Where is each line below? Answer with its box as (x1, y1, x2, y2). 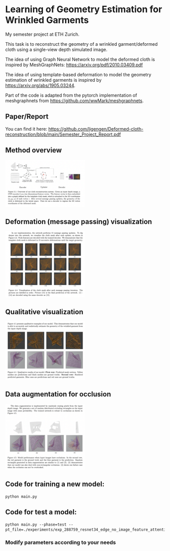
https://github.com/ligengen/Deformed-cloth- (48, 126, 144, 132)
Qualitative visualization (5, 308, 83, 316)
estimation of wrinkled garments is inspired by (5, 77, 102, 83)
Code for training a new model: (5, 480, 105, 488)
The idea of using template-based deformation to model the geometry (5, 71, 152, 77)
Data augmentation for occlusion (5, 390, 111, 399)
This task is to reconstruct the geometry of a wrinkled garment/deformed (5, 41, 158, 47)
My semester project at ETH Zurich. (5, 31, 80, 37)
